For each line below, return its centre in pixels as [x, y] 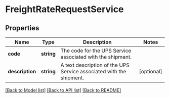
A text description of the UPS [95, 65]
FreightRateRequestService [65, 9]
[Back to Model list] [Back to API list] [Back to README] [63, 90]
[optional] [151, 71]
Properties [22, 28]
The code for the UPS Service [96, 51]
